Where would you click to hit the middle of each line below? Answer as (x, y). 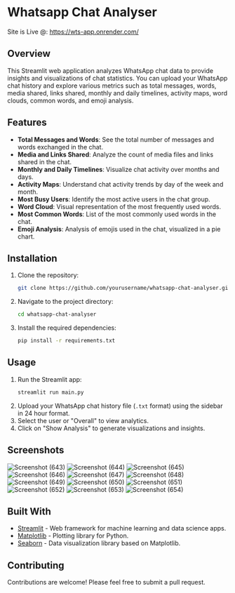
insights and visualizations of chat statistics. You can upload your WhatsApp (117, 78)
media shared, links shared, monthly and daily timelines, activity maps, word (117, 93)
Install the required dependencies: (67, 328)
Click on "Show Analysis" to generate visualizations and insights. (111, 428)
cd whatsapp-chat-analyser (57, 314)
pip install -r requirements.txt (66, 341)
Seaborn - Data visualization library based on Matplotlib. (99, 543)
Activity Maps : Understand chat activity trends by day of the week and (120, 184)
